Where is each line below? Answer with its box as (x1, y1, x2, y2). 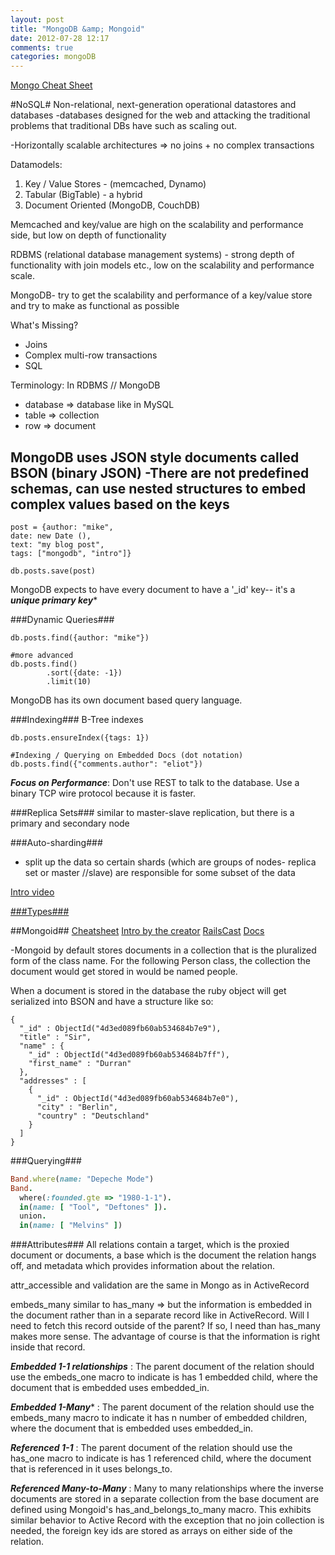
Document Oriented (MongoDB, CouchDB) (24, 199, 201, 211)
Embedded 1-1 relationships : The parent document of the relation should (10, 1361, 315, 1373)
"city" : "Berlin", (36, 1102, 118, 1112)
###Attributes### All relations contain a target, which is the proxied (10, 1239, 290, 1251)
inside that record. (10, 1341, 86, 1353)
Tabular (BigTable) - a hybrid (24, 189, 143, 201)
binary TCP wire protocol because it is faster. (10, 787, 197, 799)
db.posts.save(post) (10, 566, 97, 576)
